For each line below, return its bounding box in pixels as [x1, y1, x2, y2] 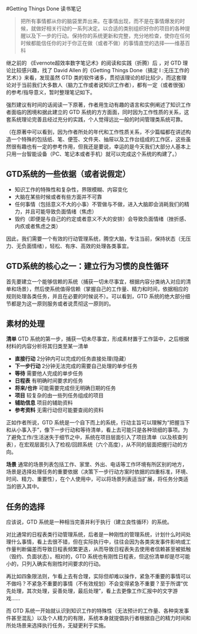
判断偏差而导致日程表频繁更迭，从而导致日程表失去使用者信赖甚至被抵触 [16, 545, 191, 553]
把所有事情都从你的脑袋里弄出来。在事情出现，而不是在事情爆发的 [20, 18, 180, 25]
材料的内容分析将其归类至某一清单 [6, 343, 89, 350]
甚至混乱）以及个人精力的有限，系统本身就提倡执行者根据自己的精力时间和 [11, 615, 191, 622]
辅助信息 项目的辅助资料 [14, 399, 73, 406]
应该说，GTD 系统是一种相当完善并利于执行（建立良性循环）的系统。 [6, 518, 173, 525]
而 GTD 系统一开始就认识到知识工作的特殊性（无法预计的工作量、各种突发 [6, 607, 185, 615]
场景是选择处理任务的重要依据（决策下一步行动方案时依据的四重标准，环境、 [6, 468, 191, 475]
